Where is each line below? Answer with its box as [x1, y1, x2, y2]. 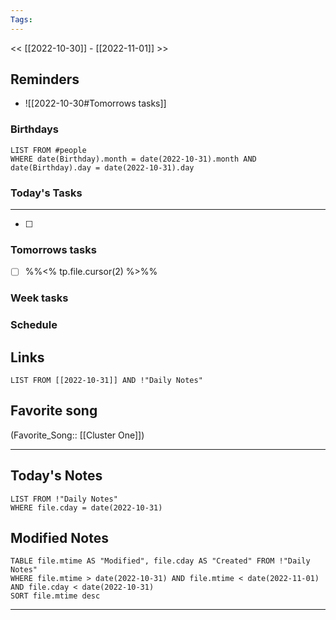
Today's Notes [10, 467, 103, 485]
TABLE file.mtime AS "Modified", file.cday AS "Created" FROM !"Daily [10, 556, 311, 566]
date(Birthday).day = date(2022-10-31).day [10, 162, 195, 173]
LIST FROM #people [10, 145, 87, 155]
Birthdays [10, 122, 59, 136]
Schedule [10, 318, 58, 332]
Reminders [10, 71, 80, 88]
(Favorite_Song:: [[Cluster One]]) [10, 429, 145, 441]
